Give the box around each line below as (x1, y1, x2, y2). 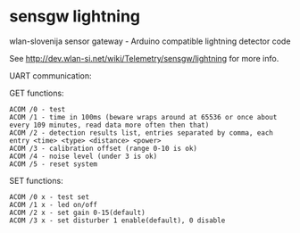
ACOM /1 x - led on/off (9, 200, 98, 209)
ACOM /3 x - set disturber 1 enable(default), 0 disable (9, 216, 226, 225)
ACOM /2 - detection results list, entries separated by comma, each (9, 128, 274, 137)
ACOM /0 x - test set (9, 192, 90, 202)
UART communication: (9, 70, 92, 81)
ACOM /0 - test (9, 104, 66, 113)
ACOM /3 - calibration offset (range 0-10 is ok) (9, 144, 198, 153)
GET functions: (9, 87, 64, 98)
